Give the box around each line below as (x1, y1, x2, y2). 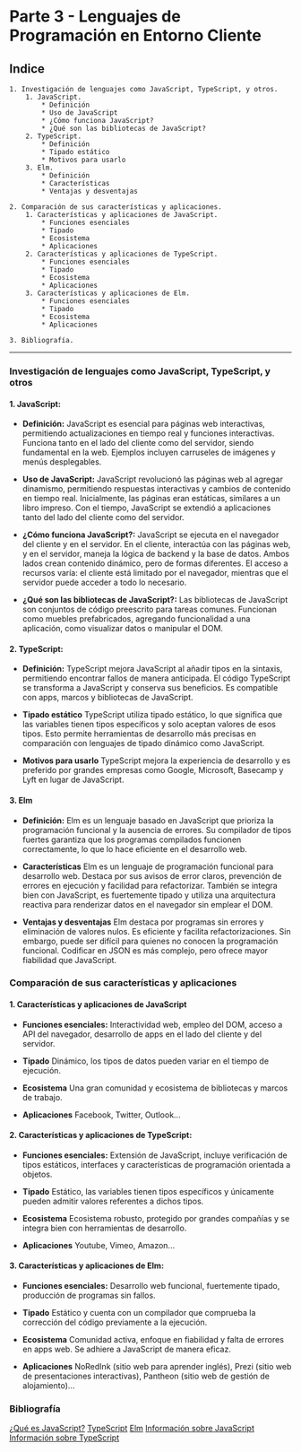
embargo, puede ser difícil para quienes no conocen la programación (21, 935, 279, 946)
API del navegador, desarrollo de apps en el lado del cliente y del (21, 1029, 262, 1039)
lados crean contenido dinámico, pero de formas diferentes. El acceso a (21, 558, 288, 569)
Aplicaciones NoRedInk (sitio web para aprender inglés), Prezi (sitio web (21, 1361, 292, 1372)
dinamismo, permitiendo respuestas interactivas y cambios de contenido (21, 483, 291, 494)
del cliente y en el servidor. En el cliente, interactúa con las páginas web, (21, 539, 291, 550)
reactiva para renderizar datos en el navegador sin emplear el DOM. (21, 899, 273, 909)
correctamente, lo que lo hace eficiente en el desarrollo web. (21, 843, 248, 854)
